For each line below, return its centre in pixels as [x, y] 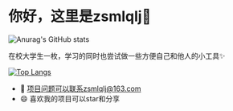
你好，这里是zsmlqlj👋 [80, 16]
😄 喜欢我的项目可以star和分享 [70, 98]
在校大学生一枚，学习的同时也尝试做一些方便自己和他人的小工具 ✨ [117, 55]
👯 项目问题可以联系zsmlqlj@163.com [80, 88]
